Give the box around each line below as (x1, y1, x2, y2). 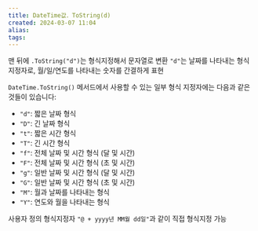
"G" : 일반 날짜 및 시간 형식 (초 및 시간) (19, 178, 136, 187)
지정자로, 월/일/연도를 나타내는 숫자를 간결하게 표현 (8, 66, 165, 75)
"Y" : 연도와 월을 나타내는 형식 (19, 197, 110, 207)
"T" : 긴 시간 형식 (19, 138, 71, 148)
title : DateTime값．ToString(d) (8, 11, 111, 20)
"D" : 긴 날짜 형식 (19, 119, 71, 128)
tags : (8, 33, 26, 42)
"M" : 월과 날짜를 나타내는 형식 (19, 188, 110, 197)
